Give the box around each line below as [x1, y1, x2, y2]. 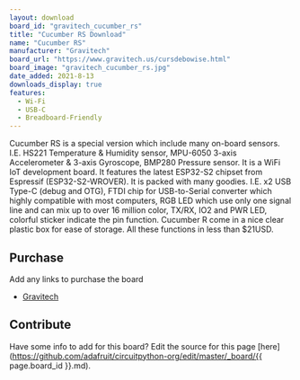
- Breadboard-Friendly [17, 113, 102, 122]
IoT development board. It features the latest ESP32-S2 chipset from [9, 167, 263, 178]
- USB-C [17, 105, 47, 114]
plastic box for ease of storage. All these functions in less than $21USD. [9, 224, 274, 234]
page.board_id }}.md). [9, 360, 92, 371]
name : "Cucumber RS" [9, 38, 87, 48]
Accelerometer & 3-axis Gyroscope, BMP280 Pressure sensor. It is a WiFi [9, 157, 281, 168]
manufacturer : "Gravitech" [9, 47, 110, 56]
